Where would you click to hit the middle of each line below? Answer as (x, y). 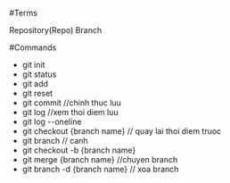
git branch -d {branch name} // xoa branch (100, 169)
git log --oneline (52, 121)
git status (39, 74)
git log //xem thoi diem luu (70, 112)
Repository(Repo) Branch (56, 30)
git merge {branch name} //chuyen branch (100, 159)
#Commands (33, 47)
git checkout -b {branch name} (79, 150)
